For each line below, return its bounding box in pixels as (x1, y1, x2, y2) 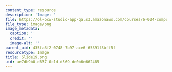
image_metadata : (5, 26, 40, 31)
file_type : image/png (5, 21, 52, 27)
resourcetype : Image (5, 50, 50, 55)
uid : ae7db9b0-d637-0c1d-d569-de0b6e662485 (5, 59, 100, 64)
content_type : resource (5, 7, 56, 13)
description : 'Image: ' (5, 12, 56, 17)
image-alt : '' (10, 41, 40, 46)
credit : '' (10, 36, 33, 41)
